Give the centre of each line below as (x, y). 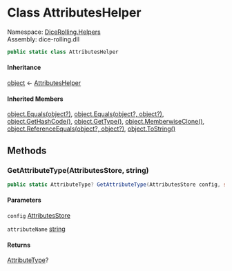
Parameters (24, 200)
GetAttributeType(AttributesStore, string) (78, 170)
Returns (19, 245)
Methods (27, 150)
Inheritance (24, 68)
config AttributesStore (39, 215)
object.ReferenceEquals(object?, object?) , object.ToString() (91, 129)
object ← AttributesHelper (44, 83)
